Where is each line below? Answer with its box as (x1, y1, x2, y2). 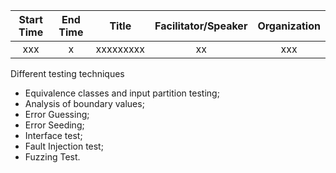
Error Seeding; (24, 119, 85, 131)
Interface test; (24, 130, 83, 141)
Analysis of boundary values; (24, 98, 145, 109)
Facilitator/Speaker (154, 19, 248, 33)
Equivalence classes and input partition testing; (24, 87, 220, 99)
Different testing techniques (10, 68, 125, 79)
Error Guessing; (24, 109, 90, 120)
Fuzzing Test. (24, 151, 81, 163)
